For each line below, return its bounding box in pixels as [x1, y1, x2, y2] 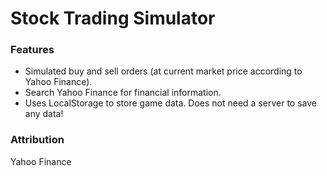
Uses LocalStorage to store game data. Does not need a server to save [24, 97, 317, 109]
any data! [24, 108, 64, 120]
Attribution [10, 133, 65, 147]
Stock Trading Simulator [10, 7, 216, 30]
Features [10, 43, 55, 57]
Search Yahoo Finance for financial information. [24, 87, 222, 99]
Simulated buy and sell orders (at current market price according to [24, 65, 303, 77]
